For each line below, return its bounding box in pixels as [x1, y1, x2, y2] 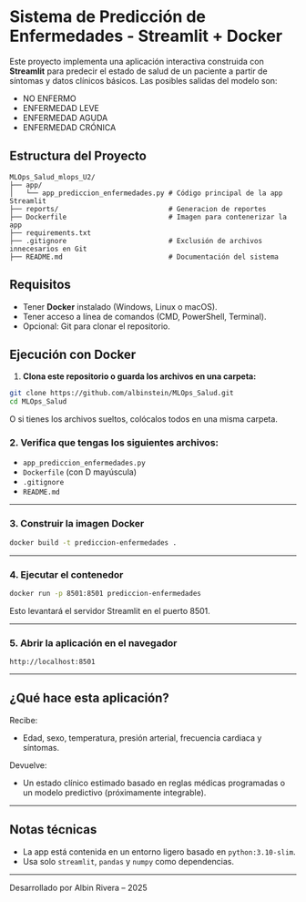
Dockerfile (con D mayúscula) [22, 466, 138, 477]
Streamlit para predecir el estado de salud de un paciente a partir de [9, 66, 268, 77]
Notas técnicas [9, 822, 97, 837]
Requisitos [9, 277, 71, 292]
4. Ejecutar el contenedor [9, 568, 124, 580]
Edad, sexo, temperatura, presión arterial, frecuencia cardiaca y [22, 732, 262, 743]
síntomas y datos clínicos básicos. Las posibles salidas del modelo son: [9, 75, 278, 86]
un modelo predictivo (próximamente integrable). [22, 786, 207, 798]
